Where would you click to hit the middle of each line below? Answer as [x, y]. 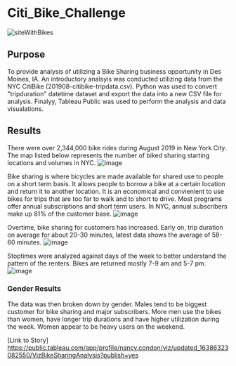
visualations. [26, 109]
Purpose [26, 54]
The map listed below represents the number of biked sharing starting [109, 155]
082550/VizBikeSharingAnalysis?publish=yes [73, 355]
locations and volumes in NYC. [52, 162]
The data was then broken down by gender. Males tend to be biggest [107, 304]
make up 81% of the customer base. [60, 214]
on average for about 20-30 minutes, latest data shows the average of [109, 235]
